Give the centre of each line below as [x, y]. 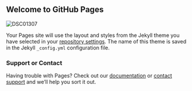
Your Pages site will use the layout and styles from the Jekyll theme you [93, 35]
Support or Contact [34, 63]
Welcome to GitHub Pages [55, 10]
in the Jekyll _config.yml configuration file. [58, 48]
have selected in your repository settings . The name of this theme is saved [96, 41]
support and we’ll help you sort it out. [51, 82]
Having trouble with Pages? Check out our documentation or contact [89, 76]
